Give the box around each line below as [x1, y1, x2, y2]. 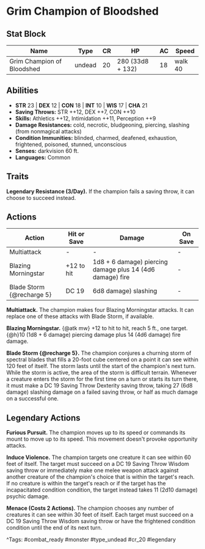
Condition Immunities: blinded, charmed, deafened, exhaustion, [15, 134, 178, 141]
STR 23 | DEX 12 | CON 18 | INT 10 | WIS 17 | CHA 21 [15, 101, 148, 109]
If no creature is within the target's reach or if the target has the [6, 480, 166, 487]
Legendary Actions [6, 413, 81, 423]
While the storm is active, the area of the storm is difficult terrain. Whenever [6, 369, 197, 377]
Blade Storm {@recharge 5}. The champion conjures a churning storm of [6, 350, 192, 357]
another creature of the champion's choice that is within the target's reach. [6, 473, 195, 481]
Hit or [68, 230, 85, 238]
